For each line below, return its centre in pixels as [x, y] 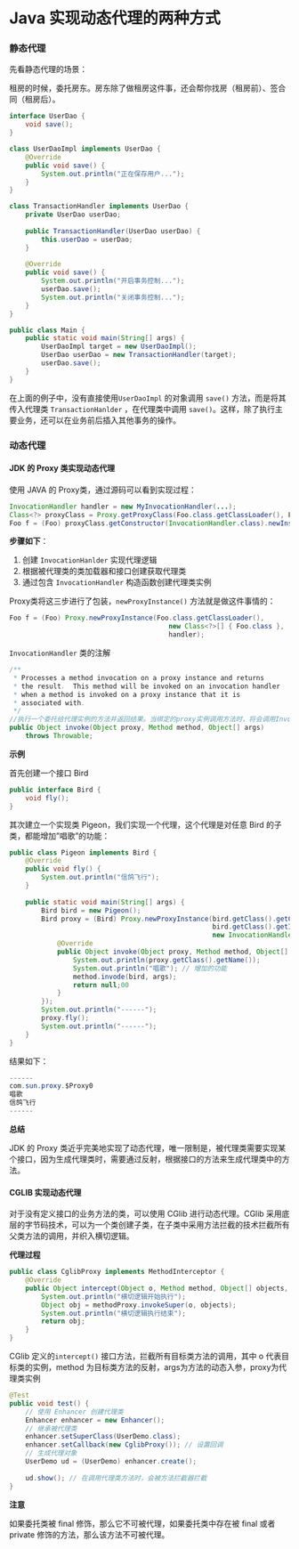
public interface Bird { [55, 790]
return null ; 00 [101, 985]
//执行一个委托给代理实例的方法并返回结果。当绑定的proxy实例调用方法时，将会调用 [142, 719]
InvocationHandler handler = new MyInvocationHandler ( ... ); [123, 507]
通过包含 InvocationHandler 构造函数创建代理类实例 [117, 582]
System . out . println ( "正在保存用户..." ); [113, 174]
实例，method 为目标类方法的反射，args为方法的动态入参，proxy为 [156, 1367]
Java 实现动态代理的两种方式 [115, 18]
